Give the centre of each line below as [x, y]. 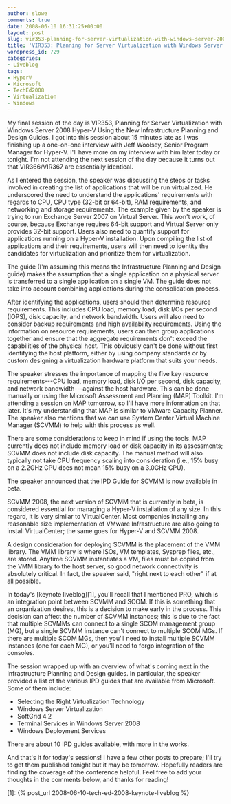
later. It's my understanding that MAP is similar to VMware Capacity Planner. [115, 410]
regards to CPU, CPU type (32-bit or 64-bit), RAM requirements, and [104, 202]
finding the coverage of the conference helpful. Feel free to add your [104, 772]
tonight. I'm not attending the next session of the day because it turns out [111, 159]
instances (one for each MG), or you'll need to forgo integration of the [106, 646]
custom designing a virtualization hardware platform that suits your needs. [112, 360]
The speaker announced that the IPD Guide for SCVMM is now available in [112, 481]
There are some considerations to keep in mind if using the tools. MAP [107, 438]
